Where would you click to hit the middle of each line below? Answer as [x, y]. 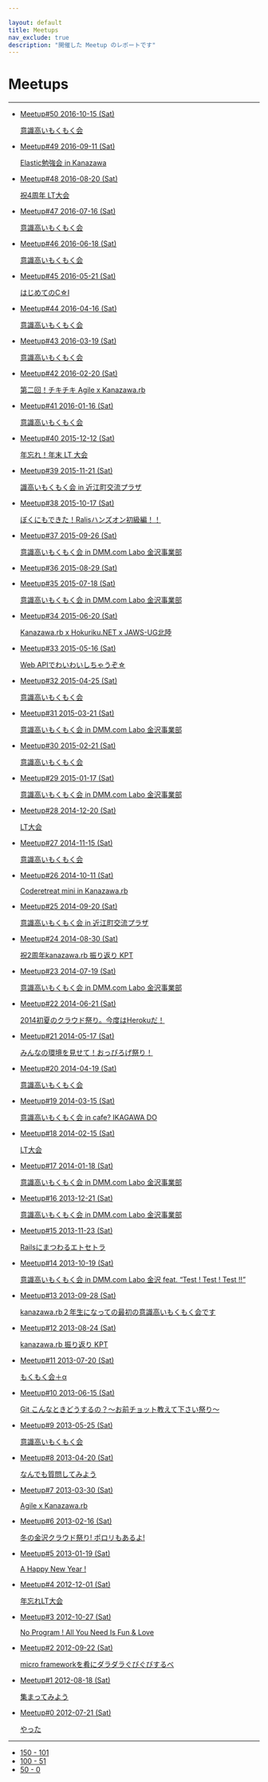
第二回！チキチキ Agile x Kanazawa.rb [83, 390]
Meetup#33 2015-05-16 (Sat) [68, 648]
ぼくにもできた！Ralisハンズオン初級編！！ [90, 520]
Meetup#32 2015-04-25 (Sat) [69, 681]
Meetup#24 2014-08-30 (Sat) [69, 939]
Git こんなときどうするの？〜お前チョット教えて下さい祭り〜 [120, 1409]
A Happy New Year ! [53, 1569]
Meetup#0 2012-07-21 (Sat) [65, 1713]
